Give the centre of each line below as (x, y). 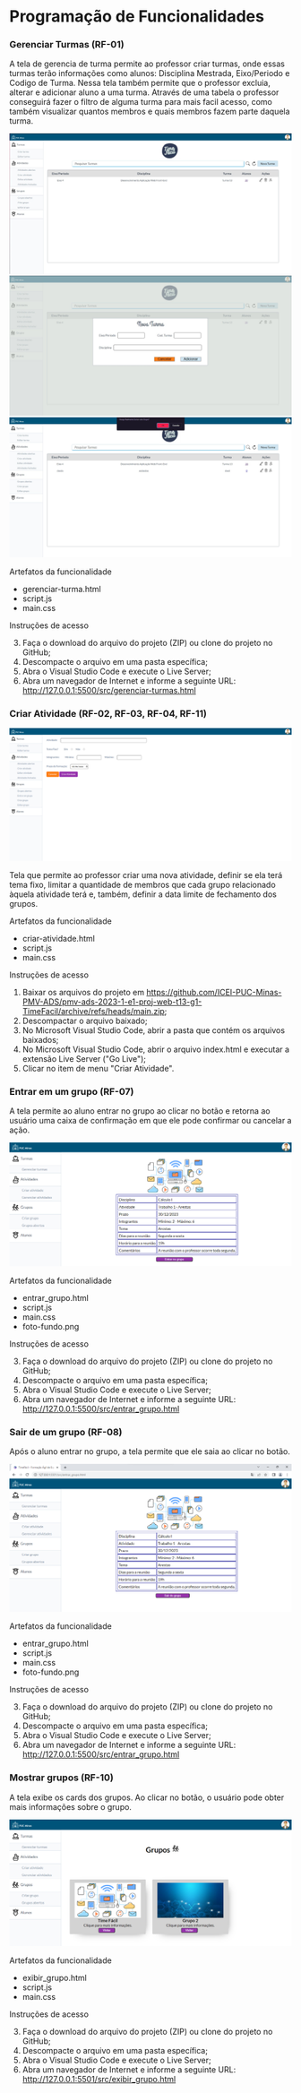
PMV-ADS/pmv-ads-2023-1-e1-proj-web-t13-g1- (112, 1002)
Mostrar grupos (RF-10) (61, 1778)
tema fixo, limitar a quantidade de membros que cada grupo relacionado (142, 884)
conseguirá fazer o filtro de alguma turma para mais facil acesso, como (141, 102)
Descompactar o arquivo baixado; (85, 1021)
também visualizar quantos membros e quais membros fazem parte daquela (150, 112)
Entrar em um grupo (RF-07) (72, 1091)
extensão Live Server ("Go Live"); (84, 1058)
